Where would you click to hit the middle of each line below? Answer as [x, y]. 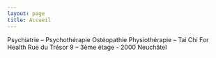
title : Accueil [29, 20]
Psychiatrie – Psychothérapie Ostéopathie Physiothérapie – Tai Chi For [108, 39]
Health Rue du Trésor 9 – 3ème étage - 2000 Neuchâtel [87, 47]
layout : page [26, 13]
